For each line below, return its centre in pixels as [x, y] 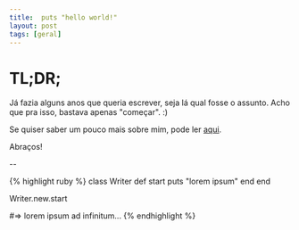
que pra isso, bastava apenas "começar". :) [88, 112]
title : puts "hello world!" [63, 17]
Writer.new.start [38, 199]
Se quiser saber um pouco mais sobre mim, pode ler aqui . [116, 129]
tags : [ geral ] [36, 34]
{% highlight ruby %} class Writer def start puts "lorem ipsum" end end [140, 181]
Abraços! [26, 147]
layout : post [33, 26]
